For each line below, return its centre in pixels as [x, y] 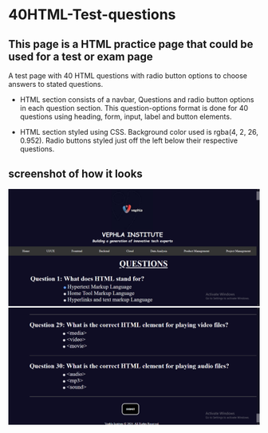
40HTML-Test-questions [92, 15]
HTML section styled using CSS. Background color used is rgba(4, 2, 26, [139, 132]
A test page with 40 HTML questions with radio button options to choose [128, 76]
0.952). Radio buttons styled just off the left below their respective [128, 140]
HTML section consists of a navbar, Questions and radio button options [137, 100]
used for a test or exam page [81, 56]
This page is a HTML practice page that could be [131, 44]
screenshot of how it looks [76, 174]
